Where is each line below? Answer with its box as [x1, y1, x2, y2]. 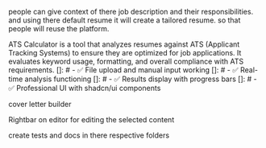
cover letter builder [8, 100, 72, 109]
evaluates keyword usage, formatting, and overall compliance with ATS [8, 56, 244, 66]
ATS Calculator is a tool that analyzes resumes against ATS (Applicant [8, 39, 240, 49]
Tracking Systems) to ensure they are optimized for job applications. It [8, 48, 242, 57]
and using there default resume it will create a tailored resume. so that [8, 15, 241, 25]
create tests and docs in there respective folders [8, 130, 170, 140]
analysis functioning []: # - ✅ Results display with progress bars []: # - [24, 74, 257, 84]
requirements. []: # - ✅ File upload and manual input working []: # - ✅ [8, 65, 239, 75]
